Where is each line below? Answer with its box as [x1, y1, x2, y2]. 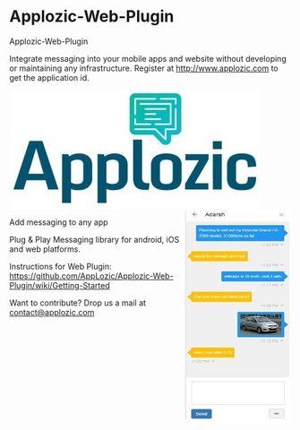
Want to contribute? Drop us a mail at [9, 297, 146, 308]
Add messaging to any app [9, 217, 109, 228]
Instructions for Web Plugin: [9, 261, 112, 271]
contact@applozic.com [9, 306, 95, 317]
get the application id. [9, 72, 90, 82]
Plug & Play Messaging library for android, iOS [9, 234, 180, 245]
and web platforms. [9, 244, 81, 254]
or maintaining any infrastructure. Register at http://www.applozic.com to [9, 63, 279, 73]
